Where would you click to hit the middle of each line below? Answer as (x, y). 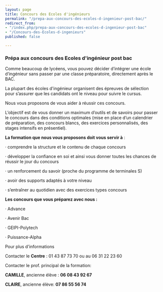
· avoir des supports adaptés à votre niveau (48, 180)
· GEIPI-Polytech (21, 228)
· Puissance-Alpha (23, 237)
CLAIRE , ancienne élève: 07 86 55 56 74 (46, 284)
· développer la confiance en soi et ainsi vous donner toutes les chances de (81, 156)
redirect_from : (20, 23)
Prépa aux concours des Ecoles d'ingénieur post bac (69, 58)
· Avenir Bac (17, 218)
